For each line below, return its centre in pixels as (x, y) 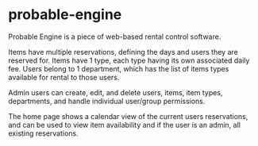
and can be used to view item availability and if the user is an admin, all (124, 125)
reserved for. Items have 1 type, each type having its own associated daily (129, 60)
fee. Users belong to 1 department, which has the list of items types (119, 68)
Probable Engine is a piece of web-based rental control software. (115, 36)
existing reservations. (43, 133)
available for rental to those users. (64, 77)
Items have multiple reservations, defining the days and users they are (123, 52)
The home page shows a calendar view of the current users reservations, (128, 116)
